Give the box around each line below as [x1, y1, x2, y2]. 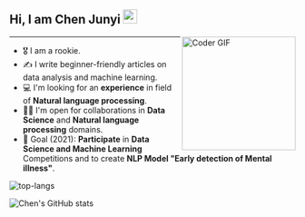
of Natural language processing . [22, 94, 147, 105]
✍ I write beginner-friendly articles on [22, 58, 167, 69]
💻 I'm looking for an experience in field [22, 82, 172, 93]
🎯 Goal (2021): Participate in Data [22, 133, 150, 144]
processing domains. [22, 123, 103, 134]
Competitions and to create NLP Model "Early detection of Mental [22, 153, 272, 163]
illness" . [22, 163, 55, 173]
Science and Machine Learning [22, 143, 143, 154]
